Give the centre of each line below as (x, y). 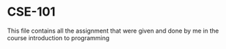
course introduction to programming (58, 37)
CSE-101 (32, 12)
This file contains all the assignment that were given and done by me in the (113, 31)
